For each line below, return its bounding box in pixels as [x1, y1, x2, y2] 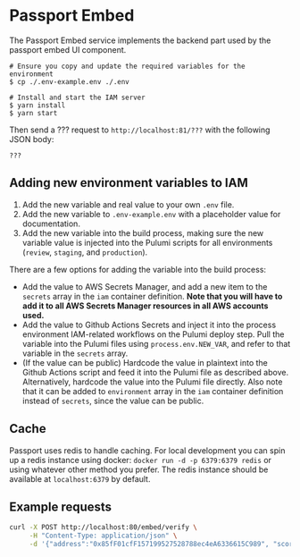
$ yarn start [9, 108, 58, 117]
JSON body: [9, 133, 54, 144]
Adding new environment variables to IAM [9, 175, 248, 190]
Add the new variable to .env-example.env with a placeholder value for [21, 208, 281, 219]
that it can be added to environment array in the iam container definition [21, 385, 284, 396]
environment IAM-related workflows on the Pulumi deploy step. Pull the [21, 328, 285, 340]
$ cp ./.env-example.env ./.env [9, 77, 129, 86]
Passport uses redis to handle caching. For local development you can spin [9, 444, 286, 456]
